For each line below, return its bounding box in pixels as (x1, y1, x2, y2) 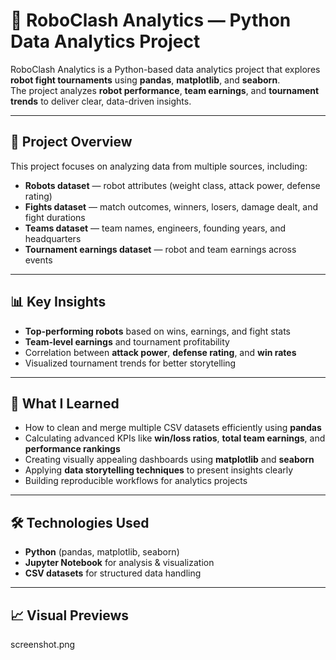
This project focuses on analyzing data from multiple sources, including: (10, 160, 308, 172)
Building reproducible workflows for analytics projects (24, 475, 248, 487)
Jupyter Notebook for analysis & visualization (24, 557, 215, 569)
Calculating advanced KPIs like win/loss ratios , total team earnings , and (24, 432, 326, 444)
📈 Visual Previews (10, 607, 130, 624)
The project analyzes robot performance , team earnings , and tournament (10, 84, 320, 96)
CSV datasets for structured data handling (24, 567, 202, 579)
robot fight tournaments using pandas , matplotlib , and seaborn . (10, 74, 281, 86)
